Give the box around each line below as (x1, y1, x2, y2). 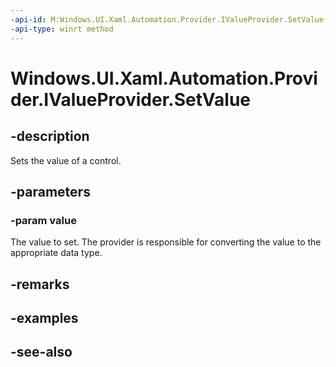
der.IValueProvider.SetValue (10, 88, 251, 111)
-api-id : (10, 14, 47, 25)
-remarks (10, 276, 70, 293)
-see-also (10, 344, 73, 361)
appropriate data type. (10, 247, 103, 259)
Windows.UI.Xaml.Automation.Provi (10, 67, 318, 90)
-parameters (10, 183, 91, 200)
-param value (10, 213, 77, 227)
